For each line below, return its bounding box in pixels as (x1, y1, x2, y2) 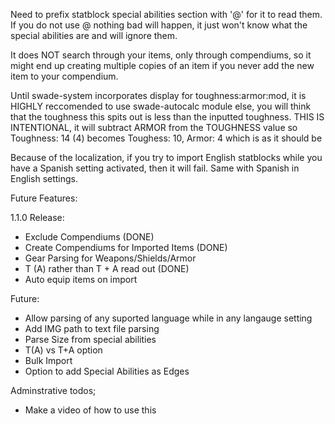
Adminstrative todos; (10, 385, 97, 396)
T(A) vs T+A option (24, 344, 103, 356)
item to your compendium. (10, 70, 119, 82)
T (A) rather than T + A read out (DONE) (24, 263, 190, 274)
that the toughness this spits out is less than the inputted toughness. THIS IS (10, 111, 325, 123)
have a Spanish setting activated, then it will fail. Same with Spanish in (10, 162, 300, 174)
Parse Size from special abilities (24, 334, 157, 345)
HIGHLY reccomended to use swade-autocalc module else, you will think (10, 100, 312, 112)
